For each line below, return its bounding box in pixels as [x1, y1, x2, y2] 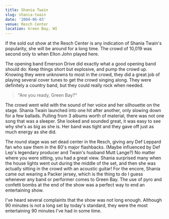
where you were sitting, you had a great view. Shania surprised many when [5, 155, 161, 161]
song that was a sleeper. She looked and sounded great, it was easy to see [5, 118, 161, 124]
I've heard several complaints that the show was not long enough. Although [5, 197, 162, 203]
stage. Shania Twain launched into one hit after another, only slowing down [5, 107, 161, 114]
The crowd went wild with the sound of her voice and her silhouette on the [5, 102, 160, 108]
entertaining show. [5, 187, 44, 193]
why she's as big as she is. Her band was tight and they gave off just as [5, 124, 154, 130]
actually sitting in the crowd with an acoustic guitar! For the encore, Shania [5, 166, 160, 172]
